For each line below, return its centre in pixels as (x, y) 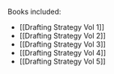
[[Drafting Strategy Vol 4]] (63, 53)
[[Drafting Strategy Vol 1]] (61, 27)
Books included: (34, 12)
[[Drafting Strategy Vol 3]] (62, 44)
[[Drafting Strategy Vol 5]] (62, 61)
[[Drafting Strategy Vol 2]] (62, 36)
